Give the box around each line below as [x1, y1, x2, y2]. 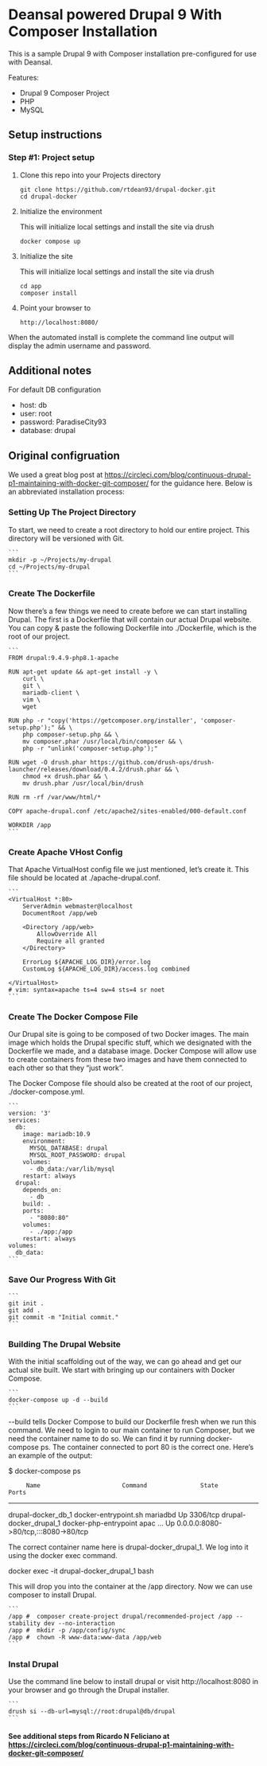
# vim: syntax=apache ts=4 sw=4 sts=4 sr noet [8, 986, 165, 994]
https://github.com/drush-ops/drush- [90, 758, 215, 766]
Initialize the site [19, 251, 73, 260]
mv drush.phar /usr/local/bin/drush [22, 779, 145, 787]
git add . [8, 1306, 41, 1315]
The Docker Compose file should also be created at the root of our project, [8, 1079, 253, 1088]
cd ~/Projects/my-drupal [8, 563, 91, 571]
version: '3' [8, 1109, 52, 1118]
